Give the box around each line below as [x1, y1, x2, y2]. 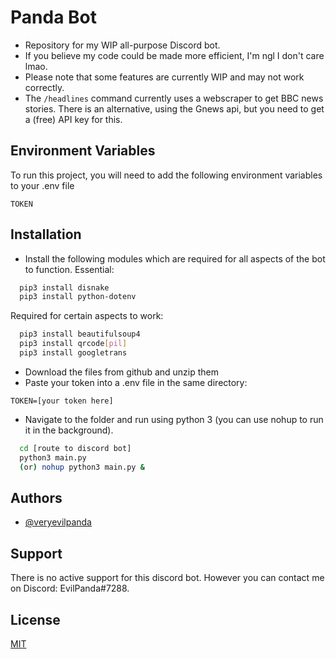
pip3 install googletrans [19, 348, 128, 358]
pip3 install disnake [19, 282, 110, 293]
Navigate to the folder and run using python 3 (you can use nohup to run [24, 413, 324, 425]
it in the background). [24, 424, 114, 436]
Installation [10, 226, 82, 243]
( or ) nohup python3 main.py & [19, 462, 145, 472]
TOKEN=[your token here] [10, 396, 114, 406]
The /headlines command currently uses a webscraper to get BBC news [24, 92, 324, 104]
